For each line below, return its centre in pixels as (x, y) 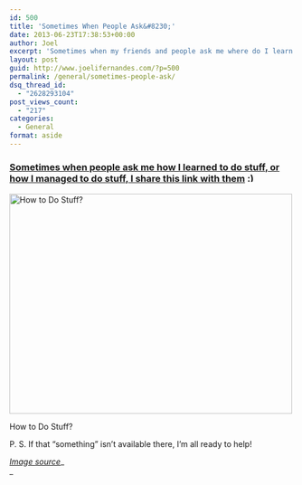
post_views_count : (44, 102)
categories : (32, 119)
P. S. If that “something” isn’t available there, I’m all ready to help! (131, 443)
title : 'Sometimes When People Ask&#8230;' (93, 26)
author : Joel (34, 43)
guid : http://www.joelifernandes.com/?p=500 (94, 69)
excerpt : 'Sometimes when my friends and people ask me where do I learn (151, 52)
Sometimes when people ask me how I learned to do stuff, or (145, 166)
